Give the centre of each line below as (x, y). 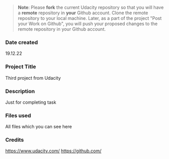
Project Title (21, 67)
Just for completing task (31, 102)
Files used (18, 116)
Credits (15, 140)
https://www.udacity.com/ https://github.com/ (53, 151)
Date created (22, 42)
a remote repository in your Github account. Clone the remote (83, 13)
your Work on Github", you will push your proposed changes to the (88, 24)
